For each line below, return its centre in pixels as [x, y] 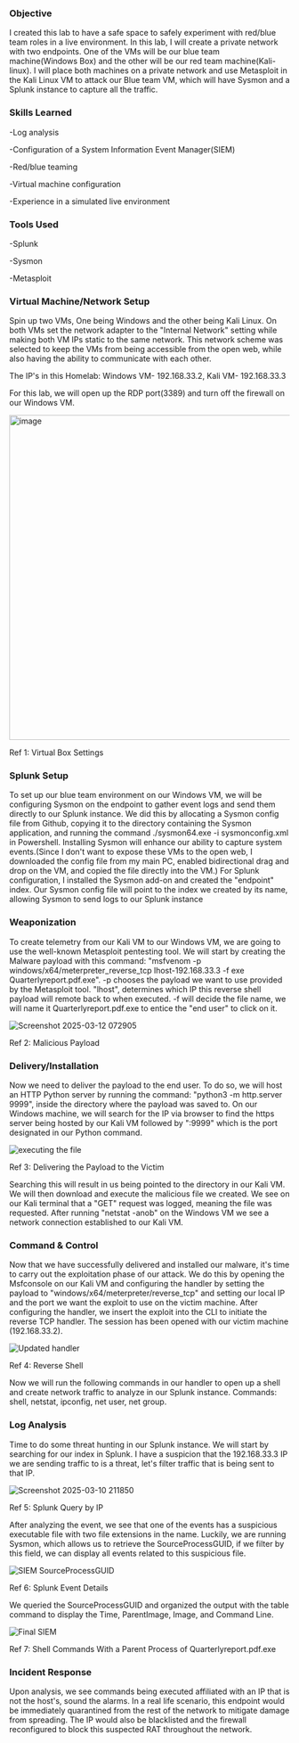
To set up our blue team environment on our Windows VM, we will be [136, 795]
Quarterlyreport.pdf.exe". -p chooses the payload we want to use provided [146, 980]
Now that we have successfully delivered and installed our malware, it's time [149, 1265]
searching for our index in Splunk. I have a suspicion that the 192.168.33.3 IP [149, 1454]
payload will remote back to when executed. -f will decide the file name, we [148, 999]
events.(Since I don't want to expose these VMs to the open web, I [131, 852]
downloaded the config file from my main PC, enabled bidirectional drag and [149, 861]
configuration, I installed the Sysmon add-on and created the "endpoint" [141, 880]
